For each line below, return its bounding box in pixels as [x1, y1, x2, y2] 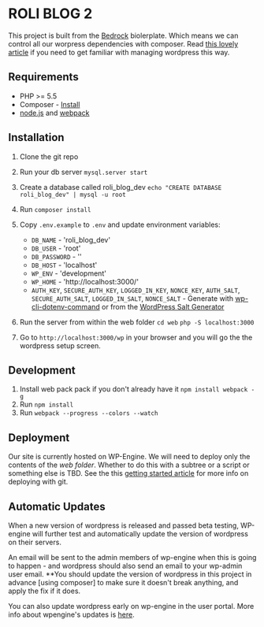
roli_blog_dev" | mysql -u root [19, 191, 126, 198]
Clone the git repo [19, 151, 79, 161]
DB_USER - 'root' [31, 243, 81, 253]
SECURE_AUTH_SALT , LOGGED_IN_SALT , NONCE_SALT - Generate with [31, 293, 234, 303]
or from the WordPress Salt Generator [101, 302, 225, 311]
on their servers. [8, 537, 61, 547]
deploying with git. [8, 477, 69, 487]
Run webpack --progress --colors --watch [19, 408, 158, 417]
